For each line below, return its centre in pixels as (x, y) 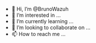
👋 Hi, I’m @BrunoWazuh (40, 9)
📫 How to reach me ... (38, 34)
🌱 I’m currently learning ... (42, 21)
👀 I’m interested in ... (36, 15)
